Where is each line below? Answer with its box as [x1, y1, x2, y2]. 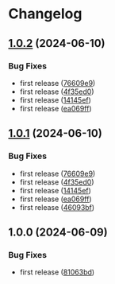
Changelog [8, 5, 82, 23]
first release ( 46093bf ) [19, 202, 95, 212]
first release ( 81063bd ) [19, 267, 95, 277]
